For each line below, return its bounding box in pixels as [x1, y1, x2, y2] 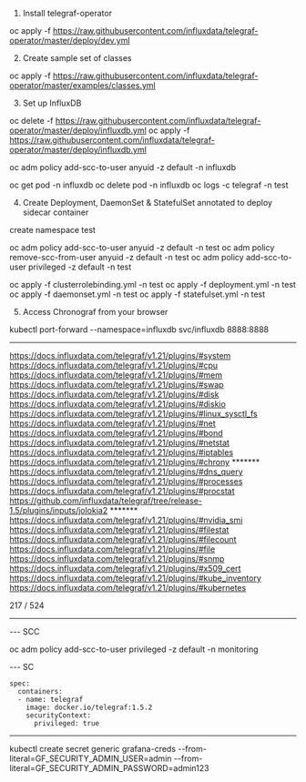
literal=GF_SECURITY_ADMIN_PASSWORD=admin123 [9, 763, 209, 773]
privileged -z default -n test [28, 261, 132, 272]
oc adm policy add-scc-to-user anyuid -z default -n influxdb [9, 162, 237, 172]
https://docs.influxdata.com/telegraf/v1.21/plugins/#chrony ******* [9, 457, 260, 467]
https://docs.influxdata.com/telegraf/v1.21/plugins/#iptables [9, 447, 234, 458]
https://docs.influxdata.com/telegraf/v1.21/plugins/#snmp [9, 553, 225, 564]
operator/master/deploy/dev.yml [9, 36, 130, 46]
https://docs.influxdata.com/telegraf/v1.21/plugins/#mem [9, 370, 223, 381]
